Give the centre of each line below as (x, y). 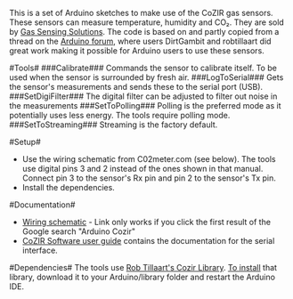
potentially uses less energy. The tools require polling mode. (120, 115)
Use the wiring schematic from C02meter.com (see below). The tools (149, 159)
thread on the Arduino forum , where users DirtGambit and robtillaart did (140, 41)
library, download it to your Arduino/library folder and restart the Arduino (142, 277)
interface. (40, 250)
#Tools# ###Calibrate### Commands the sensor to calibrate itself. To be (143, 68)
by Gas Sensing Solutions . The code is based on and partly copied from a (144, 32)
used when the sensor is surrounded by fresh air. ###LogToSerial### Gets (146, 77)
